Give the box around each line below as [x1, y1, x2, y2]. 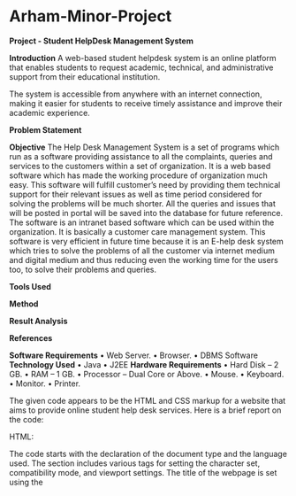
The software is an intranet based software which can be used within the [9, 217, 275, 228]
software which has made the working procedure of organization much [9, 170, 268, 181]
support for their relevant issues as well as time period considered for [9, 189, 262, 199]
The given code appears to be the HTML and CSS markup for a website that [9, 395, 286, 406]
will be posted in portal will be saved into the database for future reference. [9, 207, 284, 218]
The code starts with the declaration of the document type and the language [9, 448, 287, 459]
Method [9, 298, 39, 309]
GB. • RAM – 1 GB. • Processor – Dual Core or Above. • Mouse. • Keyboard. [9, 368, 285, 379]
